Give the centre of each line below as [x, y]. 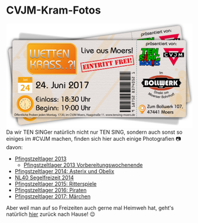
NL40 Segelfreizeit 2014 [44, 177]
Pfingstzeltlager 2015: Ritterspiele [56, 183]
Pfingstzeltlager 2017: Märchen [52, 196]
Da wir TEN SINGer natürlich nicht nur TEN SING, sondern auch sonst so [94, 132]
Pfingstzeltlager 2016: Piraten [51, 190]
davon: [14, 147]
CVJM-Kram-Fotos [54, 10]
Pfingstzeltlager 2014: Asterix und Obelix [64, 171]
